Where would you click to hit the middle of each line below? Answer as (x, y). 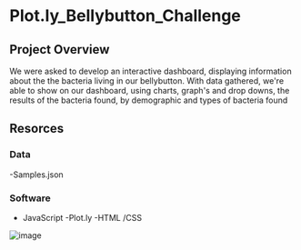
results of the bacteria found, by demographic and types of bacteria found (149, 100)
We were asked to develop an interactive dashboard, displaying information (151, 71)
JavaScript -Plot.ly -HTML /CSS (82, 217)
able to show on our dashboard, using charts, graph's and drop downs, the (150, 90)
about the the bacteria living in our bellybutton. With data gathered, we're (147, 81)
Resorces (37, 129)
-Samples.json (36, 175)
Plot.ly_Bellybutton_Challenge (125, 16)
